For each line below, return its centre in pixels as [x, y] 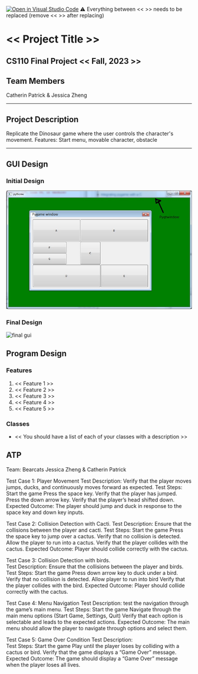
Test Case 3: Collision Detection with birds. [58, 560]
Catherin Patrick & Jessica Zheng [47, 95]
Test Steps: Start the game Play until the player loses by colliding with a [93, 646]
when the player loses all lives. [43, 665]
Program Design [36, 354]
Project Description [42, 119]
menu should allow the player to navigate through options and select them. [97, 628]
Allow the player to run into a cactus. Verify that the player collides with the [97, 542]
